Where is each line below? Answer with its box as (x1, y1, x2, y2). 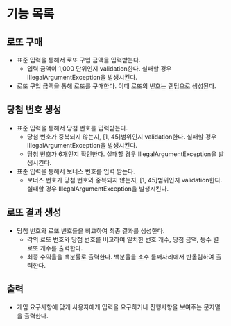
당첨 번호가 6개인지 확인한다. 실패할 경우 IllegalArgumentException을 (26, 150, 217, 158)
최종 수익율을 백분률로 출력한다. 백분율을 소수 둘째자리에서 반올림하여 (26, 252, 214, 261)
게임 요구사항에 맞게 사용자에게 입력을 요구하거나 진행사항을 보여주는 (16, 303, 203, 311)
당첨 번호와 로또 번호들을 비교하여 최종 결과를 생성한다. (16, 226, 165, 234)
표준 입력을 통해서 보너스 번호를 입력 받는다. (16, 167, 136, 175)
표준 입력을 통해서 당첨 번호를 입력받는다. (16, 123, 128, 132)
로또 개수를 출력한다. (26, 243, 83, 252)
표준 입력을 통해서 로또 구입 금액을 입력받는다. (16, 56, 142, 64)
